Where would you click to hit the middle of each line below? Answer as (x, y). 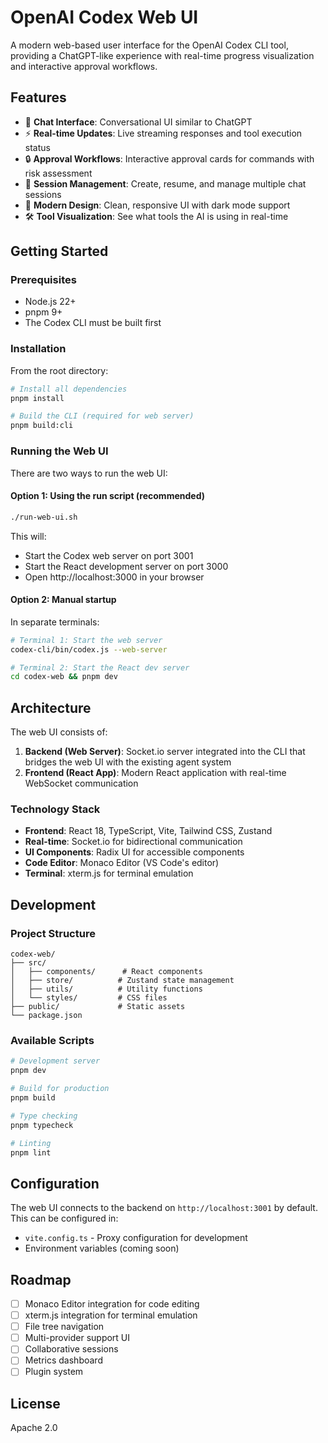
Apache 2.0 (34, 1428)
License (35, 1403)
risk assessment (58, 173)
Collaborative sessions (71, 1349)
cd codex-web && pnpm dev (64, 677)
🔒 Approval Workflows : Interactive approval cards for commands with (169, 158)
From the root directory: (59, 370)
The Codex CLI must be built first (93, 323)
